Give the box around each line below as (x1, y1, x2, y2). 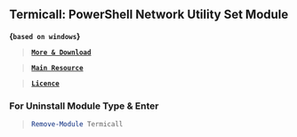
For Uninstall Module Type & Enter (9, 100, 159, 112)
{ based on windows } (9, 30, 81, 41)
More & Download (30, 48, 92, 57)
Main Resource (30, 63, 84, 72)
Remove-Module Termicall (30, 120, 124, 129)
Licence (30, 79, 60, 88)
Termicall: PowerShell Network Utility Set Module (9, 7, 289, 22)
